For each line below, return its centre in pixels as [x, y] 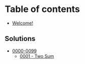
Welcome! [23, 23]
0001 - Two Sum [37, 56]
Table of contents [42, 9]
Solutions [20, 39]
